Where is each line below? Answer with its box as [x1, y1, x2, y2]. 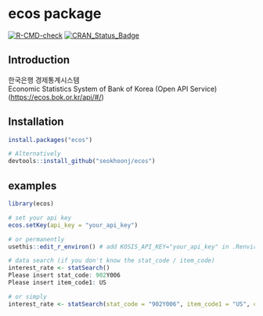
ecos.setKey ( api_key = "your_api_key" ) [8, 221, 139, 229]
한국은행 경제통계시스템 [8, 75, 80, 85]
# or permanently [8, 235, 65, 243]
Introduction [8, 53, 70, 67]
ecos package [8, 5, 102, 23]
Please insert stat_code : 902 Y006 [8, 271, 121, 279]
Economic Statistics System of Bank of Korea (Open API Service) [8, 84, 218, 93]
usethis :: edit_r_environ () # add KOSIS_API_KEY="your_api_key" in [8, 242, 229, 251]
